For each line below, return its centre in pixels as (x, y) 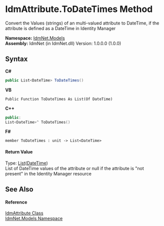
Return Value (19, 151)
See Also (19, 189)
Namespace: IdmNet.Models (35, 38)
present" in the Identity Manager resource (48, 173)
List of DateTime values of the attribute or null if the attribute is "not (74, 168)
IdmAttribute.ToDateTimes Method (79, 9)
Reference (16, 202)
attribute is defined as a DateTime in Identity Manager (60, 28)
